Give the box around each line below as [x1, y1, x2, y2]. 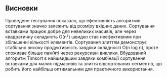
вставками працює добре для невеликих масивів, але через [5, 28, 137, 34]
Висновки [5, 4, 38, 13]
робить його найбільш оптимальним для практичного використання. [5, 66, 154, 72]
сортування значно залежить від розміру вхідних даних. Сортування [5, 23, 155, 29]
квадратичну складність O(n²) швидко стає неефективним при [5, 33, 141, 40]
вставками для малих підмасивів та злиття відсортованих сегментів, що [5, 60, 162, 66]
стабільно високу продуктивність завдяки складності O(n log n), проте [5, 44, 158, 50]
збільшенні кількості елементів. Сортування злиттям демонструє [5, 39, 147, 45]
